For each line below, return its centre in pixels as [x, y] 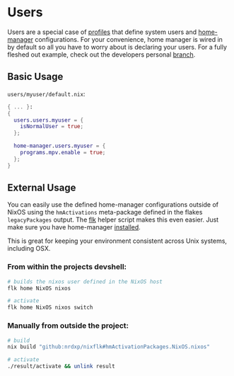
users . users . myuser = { [48, 120]
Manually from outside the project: [68, 326]
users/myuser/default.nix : [46, 93]
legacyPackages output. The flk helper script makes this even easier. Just [113, 220]
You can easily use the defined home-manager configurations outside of [113, 205]
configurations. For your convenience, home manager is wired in [129, 39]
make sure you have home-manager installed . [74, 227]
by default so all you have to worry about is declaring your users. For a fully [117, 47]
